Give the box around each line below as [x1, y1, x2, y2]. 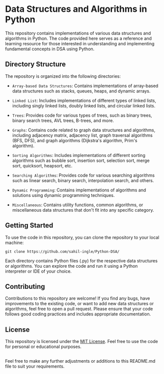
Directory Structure [5, 60, 66, 68]
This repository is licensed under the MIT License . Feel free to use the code [5, 339, 158, 344]
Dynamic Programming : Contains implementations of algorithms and [12, 187, 146, 193]
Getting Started [5, 221, 54, 230]
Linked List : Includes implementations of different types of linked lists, [12, 97, 156, 103]
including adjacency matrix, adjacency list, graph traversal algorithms [12, 132, 153, 138]
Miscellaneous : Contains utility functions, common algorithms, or [12, 202, 143, 208]
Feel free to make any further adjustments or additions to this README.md [5, 358, 156, 364]
